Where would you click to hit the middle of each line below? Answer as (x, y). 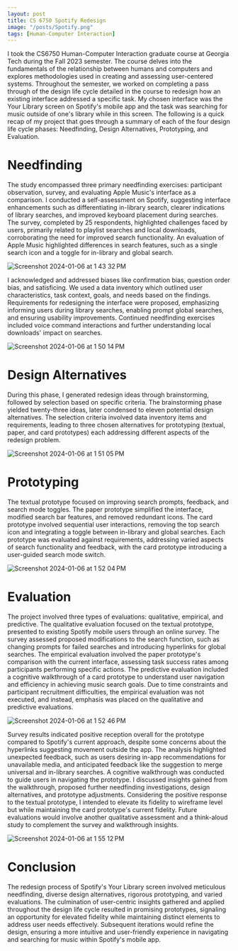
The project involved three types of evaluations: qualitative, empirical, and (115, 617)
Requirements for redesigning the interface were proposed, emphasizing (113, 303)
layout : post (27, 14)
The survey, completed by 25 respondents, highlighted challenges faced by (118, 223)
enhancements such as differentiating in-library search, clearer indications (116, 208)
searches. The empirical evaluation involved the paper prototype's (104, 654)
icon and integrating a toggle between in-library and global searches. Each (116, 532)
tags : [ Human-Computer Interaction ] (61, 34)
